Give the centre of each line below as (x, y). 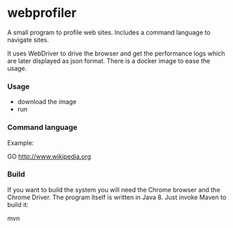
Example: (21, 142)
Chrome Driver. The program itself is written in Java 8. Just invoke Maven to (117, 197)
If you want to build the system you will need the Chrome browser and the (114, 189)
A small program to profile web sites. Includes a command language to (109, 32)
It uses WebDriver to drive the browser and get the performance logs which (116, 53)
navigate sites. (28, 39)
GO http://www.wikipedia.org (49, 156)
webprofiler (42, 13)
